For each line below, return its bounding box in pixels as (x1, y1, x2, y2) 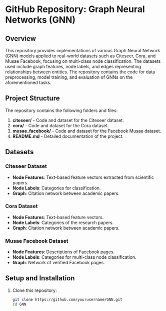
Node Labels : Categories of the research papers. (12, 220, 114, 226)
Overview (5, 34, 36, 43)
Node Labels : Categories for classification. (12, 185, 101, 191)
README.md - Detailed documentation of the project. (12, 133, 124, 139)
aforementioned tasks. (5, 79, 51, 85)
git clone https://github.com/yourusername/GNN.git (12, 297, 122, 302)
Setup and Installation (5, 274, 75, 282)
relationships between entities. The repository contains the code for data (5, 69, 155, 75)
